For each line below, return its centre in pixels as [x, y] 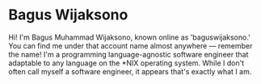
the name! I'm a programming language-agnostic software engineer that [128, 54]
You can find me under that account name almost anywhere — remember [130, 45]
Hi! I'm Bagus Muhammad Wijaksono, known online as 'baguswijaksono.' [129, 37]
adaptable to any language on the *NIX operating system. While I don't [126, 63]
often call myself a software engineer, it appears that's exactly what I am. [130, 71]
